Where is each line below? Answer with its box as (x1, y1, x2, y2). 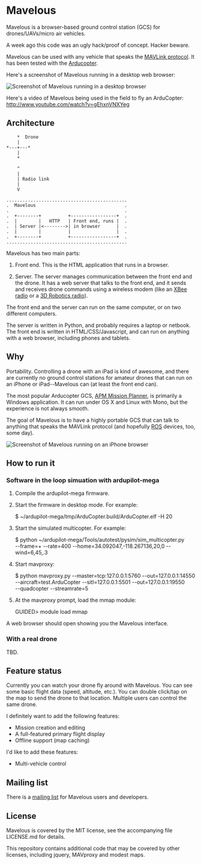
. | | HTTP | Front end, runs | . (6, 218, 128, 224)
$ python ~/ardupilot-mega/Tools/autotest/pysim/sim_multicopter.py (14, 536, 185, 544)
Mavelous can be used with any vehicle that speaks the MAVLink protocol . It (6, 53, 195, 60)
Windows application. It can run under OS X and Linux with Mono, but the (6, 398, 188, 406)
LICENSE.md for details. (6, 833, 65, 840)
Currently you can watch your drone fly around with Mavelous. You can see (6, 682, 193, 689)
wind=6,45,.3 (14, 549, 48, 556)
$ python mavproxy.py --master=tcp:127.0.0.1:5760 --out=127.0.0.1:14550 (14, 572, 196, 580)
